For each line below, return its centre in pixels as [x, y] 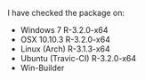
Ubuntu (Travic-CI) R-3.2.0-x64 [78, 58]
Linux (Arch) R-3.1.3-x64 [65, 49]
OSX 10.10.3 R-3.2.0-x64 [65, 40]
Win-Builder [42, 68]
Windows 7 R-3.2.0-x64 [64, 30]
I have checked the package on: [66, 13]
